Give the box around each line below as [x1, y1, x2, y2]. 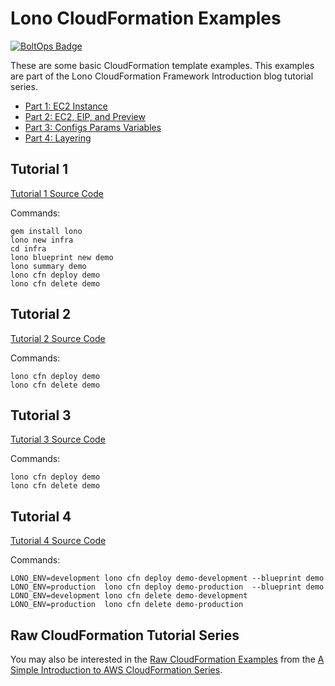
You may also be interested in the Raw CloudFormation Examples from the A [10, 653, 325, 665]
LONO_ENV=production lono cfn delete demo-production [10, 600, 244, 610]
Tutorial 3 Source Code [10, 433, 106, 446]
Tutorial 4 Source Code [10, 535, 107, 547]
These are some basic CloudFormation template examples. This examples [10, 59, 315, 71]
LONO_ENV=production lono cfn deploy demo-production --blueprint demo [10, 582, 325, 592]
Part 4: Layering [24, 132, 92, 144]
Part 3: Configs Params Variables [24, 121, 162, 133]
